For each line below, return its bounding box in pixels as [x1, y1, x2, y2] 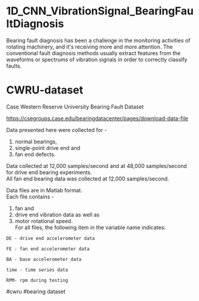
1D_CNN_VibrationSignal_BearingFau [6, 4, 194, 18]
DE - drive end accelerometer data [6, 235, 95, 241]
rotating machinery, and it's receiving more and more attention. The [6, 43, 173, 50]
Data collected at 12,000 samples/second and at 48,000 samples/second [6, 162, 187, 169]
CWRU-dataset [6, 83, 83, 97]
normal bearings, [14, 138, 58, 145]
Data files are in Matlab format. [6, 186, 83, 194]
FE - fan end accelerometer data [6, 246, 90, 252]
